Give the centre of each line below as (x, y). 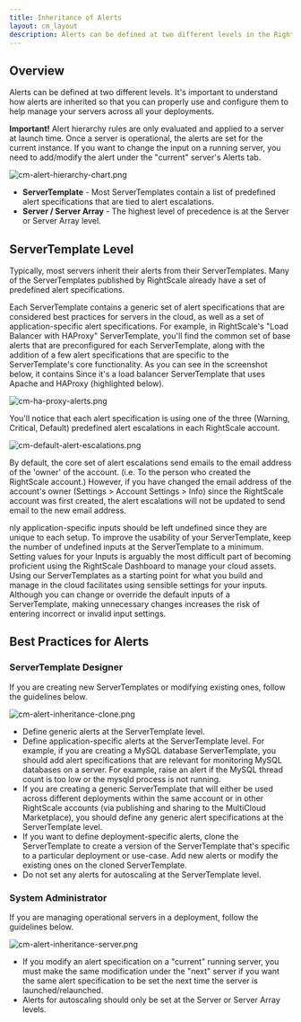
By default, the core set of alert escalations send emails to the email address (150, 463)
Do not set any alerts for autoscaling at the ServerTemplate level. (142, 874)
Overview (37, 70)
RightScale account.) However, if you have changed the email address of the (150, 482)
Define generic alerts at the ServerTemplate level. (113, 731)
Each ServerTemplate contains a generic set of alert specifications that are (147, 307)
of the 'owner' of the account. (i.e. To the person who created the (130, 472)
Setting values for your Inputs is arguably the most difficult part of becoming (150, 556)
